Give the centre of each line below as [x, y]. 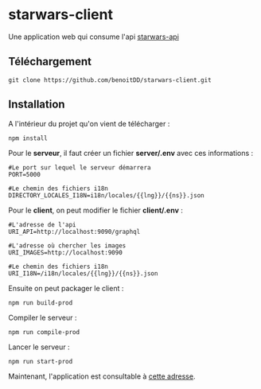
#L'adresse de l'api [43, 224]
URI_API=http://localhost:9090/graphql [74, 231]
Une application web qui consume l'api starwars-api [93, 37]
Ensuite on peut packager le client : [66, 288]
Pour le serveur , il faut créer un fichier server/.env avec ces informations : [131, 153]
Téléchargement [50, 62]
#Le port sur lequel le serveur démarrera [80, 167]
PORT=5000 [25, 174]
